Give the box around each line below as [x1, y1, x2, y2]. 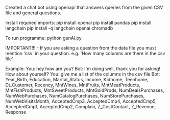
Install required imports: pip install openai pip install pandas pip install [5, 20, 152, 26]
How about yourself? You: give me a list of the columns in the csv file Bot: [5, 71, 160, 77]
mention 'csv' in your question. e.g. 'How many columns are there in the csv [5, 51, 165, 56]
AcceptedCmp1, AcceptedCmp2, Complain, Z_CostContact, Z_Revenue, [5, 104, 156, 109]
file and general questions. [5, 10, 61, 16]
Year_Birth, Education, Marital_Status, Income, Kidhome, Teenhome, [5, 77, 149, 82]
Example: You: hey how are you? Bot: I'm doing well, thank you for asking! [5, 66, 161, 71]
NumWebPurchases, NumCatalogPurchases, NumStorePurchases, [5, 93, 145, 99]
